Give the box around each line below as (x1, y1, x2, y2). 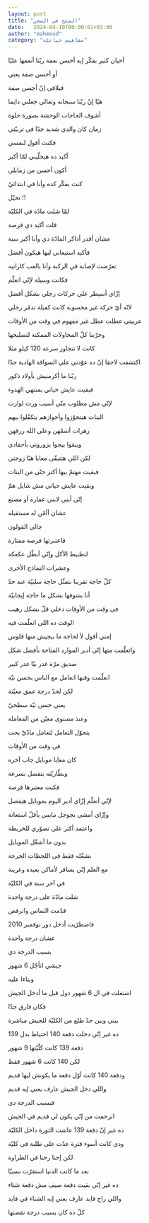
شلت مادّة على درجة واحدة (8, 892, 78, 901)
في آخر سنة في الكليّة (8, 879, 66, 888)
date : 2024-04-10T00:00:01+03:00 (8, 23, 113, 30)
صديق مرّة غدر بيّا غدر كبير (8, 660, 77, 668)
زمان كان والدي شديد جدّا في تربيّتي (8, 125, 102, 133)
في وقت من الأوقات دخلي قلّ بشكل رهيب (8, 604, 119, 613)
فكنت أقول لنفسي (8, 139, 56, 147)
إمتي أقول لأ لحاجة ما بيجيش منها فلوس (8, 632, 112, 641)
